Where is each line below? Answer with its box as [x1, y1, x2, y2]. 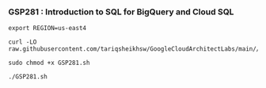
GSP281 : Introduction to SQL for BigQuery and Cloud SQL [8, 6, 234, 17]
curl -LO [8, 38, 37, 46]
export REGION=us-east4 [8, 25, 87, 33]
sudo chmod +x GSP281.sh [8, 59, 90, 67]
